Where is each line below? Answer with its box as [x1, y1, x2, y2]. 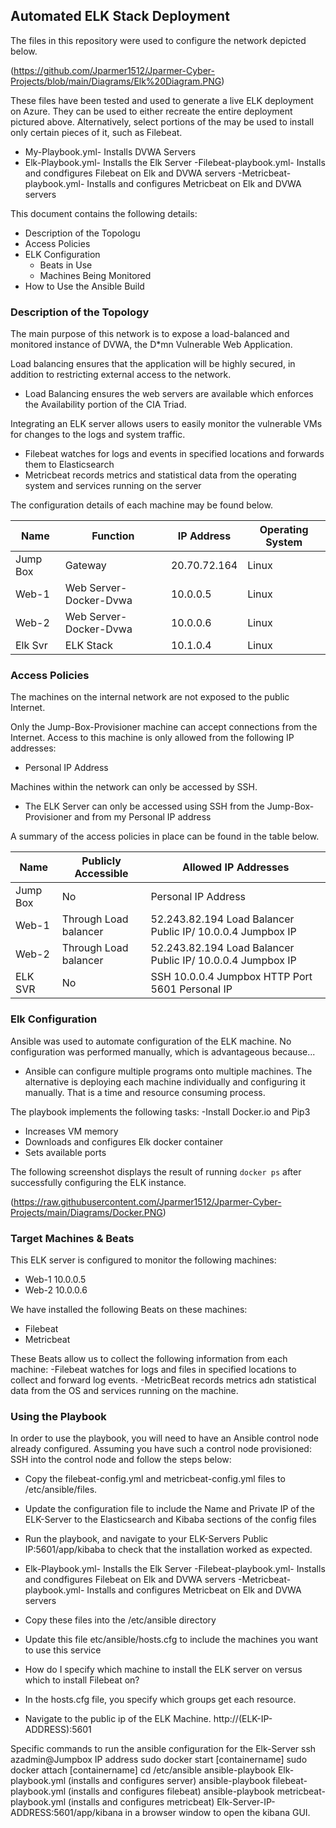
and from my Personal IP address [73, 811, 212, 823]
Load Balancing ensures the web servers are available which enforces [24, 388, 314, 400]
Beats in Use [39, 259, 93, 271]
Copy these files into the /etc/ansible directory [24, 1614, 217, 1626]
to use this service [24, 1644, 102, 1656]
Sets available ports [24, 1146, 107, 1158]
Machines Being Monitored [39, 269, 152, 281]
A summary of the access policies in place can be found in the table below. [10, 830, 320, 843]
